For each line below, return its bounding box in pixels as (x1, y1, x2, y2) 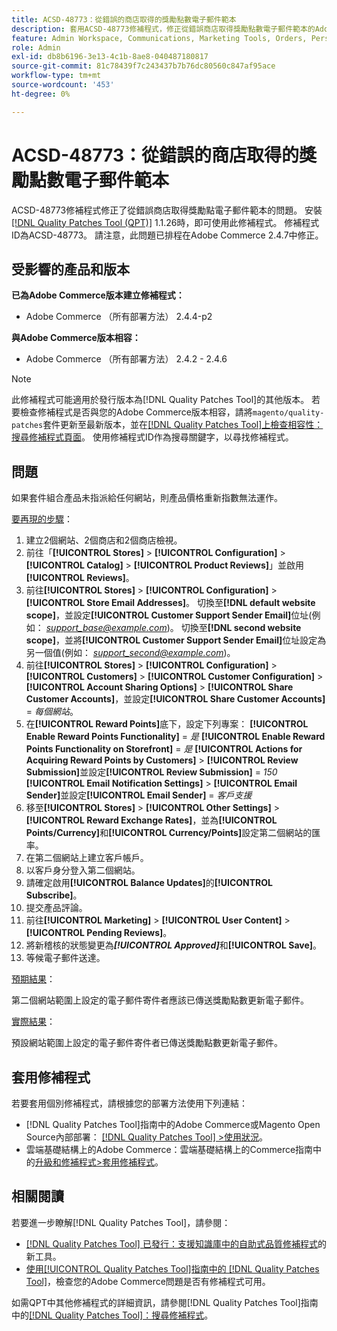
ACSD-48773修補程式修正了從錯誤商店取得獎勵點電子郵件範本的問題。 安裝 (11, 204, 323, 216)
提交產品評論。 (25, 902, 88, 914)
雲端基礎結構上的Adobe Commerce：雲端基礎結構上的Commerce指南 (25, 1144, 314, 1155)
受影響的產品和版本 (11, 261, 130, 278)
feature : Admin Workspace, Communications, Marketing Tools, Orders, (11, 33, 308, 43)
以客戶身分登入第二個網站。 (25, 864, 141, 876)
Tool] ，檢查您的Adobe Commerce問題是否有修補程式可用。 (25, 1275, 271, 1287)
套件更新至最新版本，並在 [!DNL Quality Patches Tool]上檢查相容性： (42, 419, 324, 431)
